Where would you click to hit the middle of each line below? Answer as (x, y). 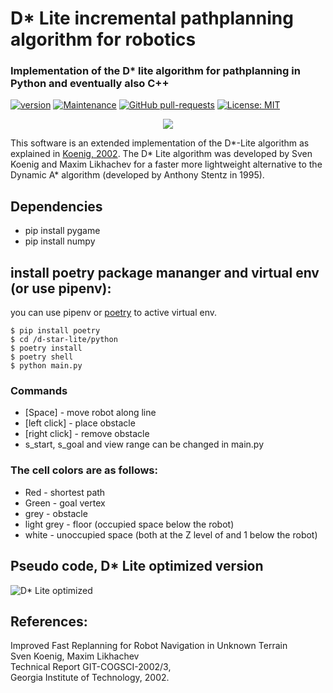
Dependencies (56, 206)
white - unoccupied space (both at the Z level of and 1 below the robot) (171, 534)
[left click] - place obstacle (80, 423)
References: (49, 621)
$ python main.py (46, 366)
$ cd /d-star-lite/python (64, 340)
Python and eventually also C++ (90, 84)
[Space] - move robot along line (90, 413)
